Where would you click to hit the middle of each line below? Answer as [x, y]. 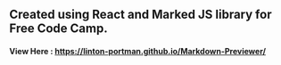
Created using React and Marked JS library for [140, 15]
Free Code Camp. [59, 29]
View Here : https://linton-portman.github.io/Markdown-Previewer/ [137, 51]
